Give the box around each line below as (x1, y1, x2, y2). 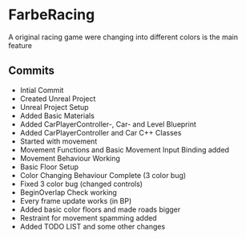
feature (8, 40, 32, 50)
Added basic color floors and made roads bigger (19, 205, 181, 214)
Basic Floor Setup (19, 162, 79, 172)
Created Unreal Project (19, 94, 96, 103)
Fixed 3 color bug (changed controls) (19, 179, 143, 188)
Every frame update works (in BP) (19, 196, 132, 205)
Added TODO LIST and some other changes (19, 221, 166, 231)
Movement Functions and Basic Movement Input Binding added (19, 144, 230, 154)
